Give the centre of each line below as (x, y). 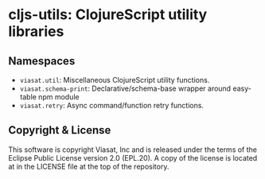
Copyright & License (60, 130)
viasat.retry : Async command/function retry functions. (112, 105)
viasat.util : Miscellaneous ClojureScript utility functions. (115, 80)
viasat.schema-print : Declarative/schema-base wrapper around (125, 88)
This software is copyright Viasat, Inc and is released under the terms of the (132, 150)
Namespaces (42, 61)
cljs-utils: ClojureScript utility (108, 15)
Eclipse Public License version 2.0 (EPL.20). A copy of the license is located (133, 158)
